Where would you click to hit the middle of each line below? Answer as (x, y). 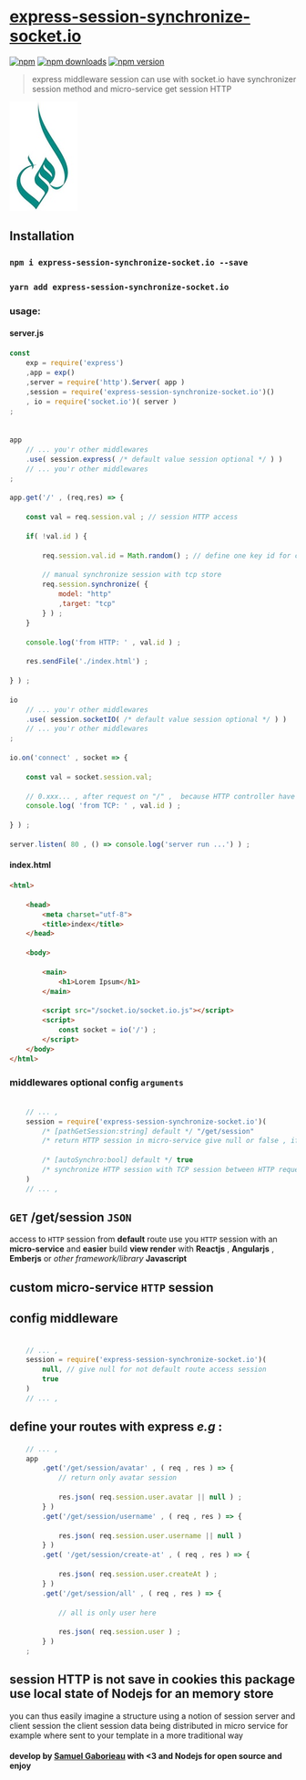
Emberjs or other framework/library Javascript (98, 1259)
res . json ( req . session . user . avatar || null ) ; (150, 1497)
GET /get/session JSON (71, 1217)
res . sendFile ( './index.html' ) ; (87, 662)
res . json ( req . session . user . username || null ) (150, 1535)
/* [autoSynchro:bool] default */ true (118, 1160)
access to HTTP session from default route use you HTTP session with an (143, 1240)
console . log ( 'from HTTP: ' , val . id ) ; (103, 642)
